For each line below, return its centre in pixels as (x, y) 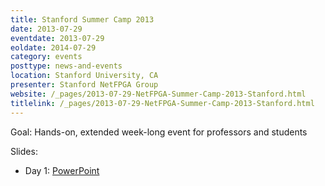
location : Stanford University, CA (84, 76)
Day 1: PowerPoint (62, 170)
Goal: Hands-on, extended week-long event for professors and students (159, 132)
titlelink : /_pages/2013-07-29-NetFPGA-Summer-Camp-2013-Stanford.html (162, 103)
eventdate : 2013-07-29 (57, 38)
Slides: (24, 151)
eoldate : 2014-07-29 (53, 47)
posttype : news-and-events (66, 66)
